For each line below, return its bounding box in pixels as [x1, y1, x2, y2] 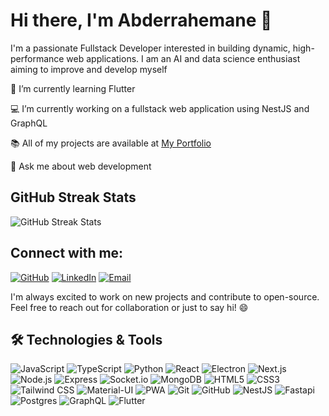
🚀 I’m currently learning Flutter [10, 82, 136, 94]
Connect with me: [10, 245, 124, 262]
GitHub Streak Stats [10, 189, 137, 206]
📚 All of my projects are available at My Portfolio [10, 137, 212, 149]
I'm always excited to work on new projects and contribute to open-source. [10, 290, 320, 303]
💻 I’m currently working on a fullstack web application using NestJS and [10, 102, 310, 114]
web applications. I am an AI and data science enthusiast [66, 52, 301, 64]
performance [10, 52, 65, 64]
